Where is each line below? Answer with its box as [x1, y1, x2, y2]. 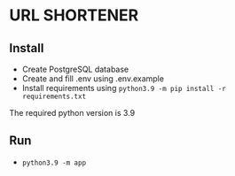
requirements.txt [21, 92, 87, 101]
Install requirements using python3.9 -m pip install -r [21, 83, 226, 93]
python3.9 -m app [21, 158, 87, 167]
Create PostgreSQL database [21, 64, 129, 74]
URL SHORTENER [9, 5, 139, 26]
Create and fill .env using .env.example [21, 73, 164, 84]
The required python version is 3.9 [9, 108, 136, 118]
